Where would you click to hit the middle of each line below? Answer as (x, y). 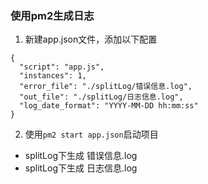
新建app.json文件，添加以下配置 (91, 39)
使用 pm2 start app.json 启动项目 (91, 134)
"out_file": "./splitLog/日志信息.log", (101, 97)
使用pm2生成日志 (52, 15)
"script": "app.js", (62, 67)
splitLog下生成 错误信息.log (81, 156)
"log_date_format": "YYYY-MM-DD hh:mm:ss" (109, 106)
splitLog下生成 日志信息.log (81, 168)
